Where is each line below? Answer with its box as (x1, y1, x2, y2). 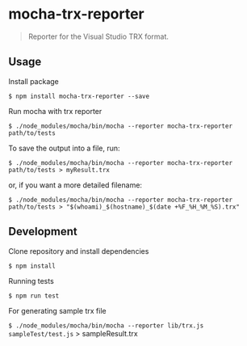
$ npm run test (8, 292, 60, 300)
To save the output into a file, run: (8, 143, 120, 153)
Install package (8, 76, 59, 86)
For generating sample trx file (8, 306, 107, 315)
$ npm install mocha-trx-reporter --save (8, 92, 150, 100)
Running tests (8, 276, 54, 285)
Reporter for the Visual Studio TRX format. (27, 32, 170, 41)
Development (8, 225, 78, 238)
